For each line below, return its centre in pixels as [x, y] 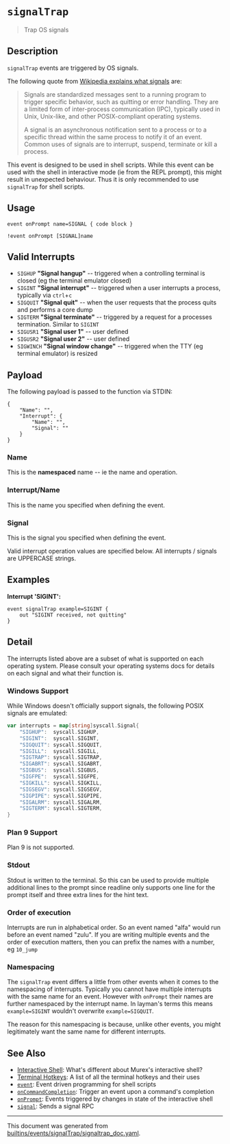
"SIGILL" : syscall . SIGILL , [59, 751]
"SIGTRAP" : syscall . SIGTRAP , [61, 758]
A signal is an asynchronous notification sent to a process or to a [115, 130]
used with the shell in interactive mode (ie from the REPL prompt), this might [115, 172]
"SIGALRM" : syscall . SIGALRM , [61, 802]
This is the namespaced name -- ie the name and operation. [92, 473]
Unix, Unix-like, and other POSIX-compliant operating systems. [113, 116]
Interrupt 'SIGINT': [34, 596]
